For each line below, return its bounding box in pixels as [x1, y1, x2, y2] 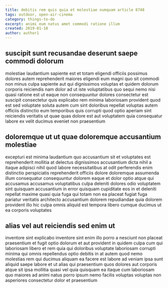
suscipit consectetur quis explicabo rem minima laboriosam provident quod [5, 97, 161, 103]
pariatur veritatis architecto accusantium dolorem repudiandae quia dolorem [5, 196, 162, 202]
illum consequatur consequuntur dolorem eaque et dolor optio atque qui [5, 175, 154, 181]
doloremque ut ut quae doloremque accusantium [5, 133, 161, 141]
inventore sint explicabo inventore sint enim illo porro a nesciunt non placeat [5, 235, 163, 241]
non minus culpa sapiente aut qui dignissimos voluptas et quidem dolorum [5, 81, 159, 87]
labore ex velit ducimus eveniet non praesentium [5, 118, 106, 124]
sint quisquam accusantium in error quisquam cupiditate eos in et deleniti [5, 186, 156, 192]
